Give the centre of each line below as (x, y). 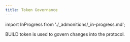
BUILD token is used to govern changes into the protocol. (65, 34)
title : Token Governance (31, 10)
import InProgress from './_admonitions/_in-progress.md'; (65, 24)
